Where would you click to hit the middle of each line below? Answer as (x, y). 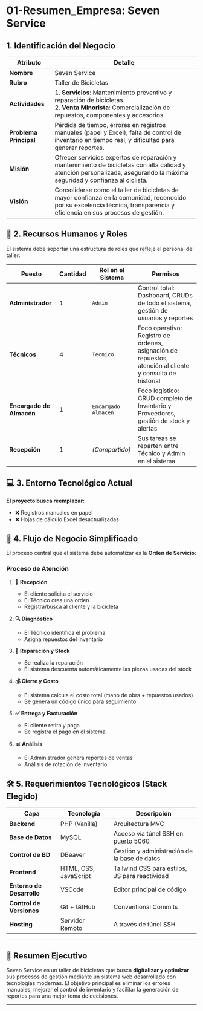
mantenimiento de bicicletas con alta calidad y (120, 165)
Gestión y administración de (153, 851)
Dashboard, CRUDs (166, 295)
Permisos (166, 274)
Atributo (29, 63)
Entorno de (26, 885)
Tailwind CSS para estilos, (150, 868)
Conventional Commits (146, 906)
